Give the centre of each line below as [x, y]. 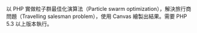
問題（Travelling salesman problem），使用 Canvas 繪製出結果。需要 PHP [97, 16]
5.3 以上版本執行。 [29, 24]
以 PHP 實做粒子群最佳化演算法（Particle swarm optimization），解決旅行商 [99, 9]
